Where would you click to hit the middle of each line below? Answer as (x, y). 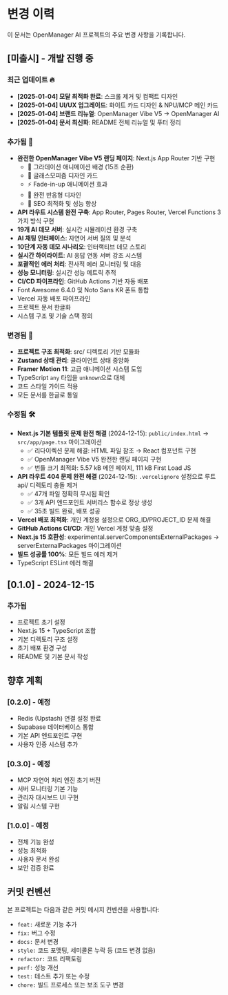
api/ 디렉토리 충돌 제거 (47, 485)
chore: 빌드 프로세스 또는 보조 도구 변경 (70, 985)
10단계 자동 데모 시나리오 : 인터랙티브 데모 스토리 (82, 247)
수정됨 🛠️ (21, 415)
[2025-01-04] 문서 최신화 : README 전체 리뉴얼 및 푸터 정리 (99, 122)
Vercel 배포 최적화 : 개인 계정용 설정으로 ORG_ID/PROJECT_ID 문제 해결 (114, 520)
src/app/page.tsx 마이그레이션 (59, 442)
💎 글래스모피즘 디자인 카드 (63, 175)
